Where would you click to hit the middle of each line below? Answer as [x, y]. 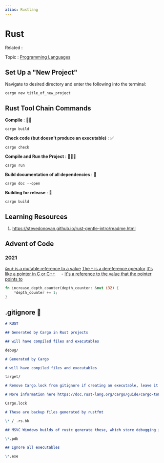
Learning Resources [36, 217]
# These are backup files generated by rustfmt [54, 412]
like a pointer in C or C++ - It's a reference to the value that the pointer [79, 274]
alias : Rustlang [21, 10]
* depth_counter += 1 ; [36, 292]
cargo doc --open [23, 184]
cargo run [15, 166]
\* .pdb [12, 439]
